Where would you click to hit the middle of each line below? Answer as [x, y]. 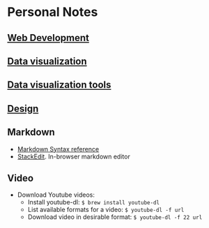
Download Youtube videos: [56, 195]
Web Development [48, 38]
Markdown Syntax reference [58, 149]
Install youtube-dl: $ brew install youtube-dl [94, 202]
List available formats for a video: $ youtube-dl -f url [106, 210]
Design [23, 108]
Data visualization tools [59, 85]
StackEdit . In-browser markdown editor [73, 156]
